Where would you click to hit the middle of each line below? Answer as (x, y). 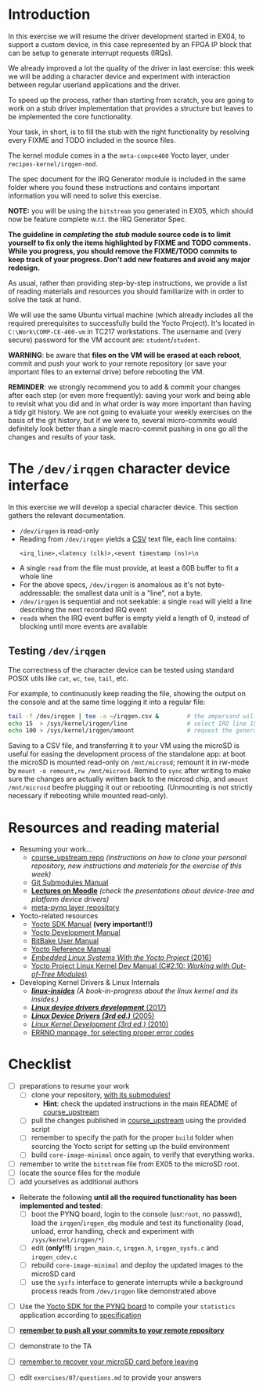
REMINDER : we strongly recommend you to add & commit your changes (124, 387)
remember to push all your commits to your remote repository (122, 1330)
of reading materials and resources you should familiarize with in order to (126, 291)
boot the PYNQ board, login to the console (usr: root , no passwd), (137, 1213)
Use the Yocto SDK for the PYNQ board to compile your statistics (128, 1306)
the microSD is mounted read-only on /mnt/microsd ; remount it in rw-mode (129, 762)
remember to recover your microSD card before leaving (109, 1362)
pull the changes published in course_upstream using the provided (139, 1121)
